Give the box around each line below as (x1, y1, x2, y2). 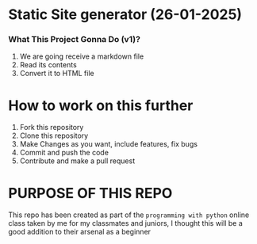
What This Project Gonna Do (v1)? (8, 34, 141, 45)
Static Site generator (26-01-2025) (8, 6, 243, 24)
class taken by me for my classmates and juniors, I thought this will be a (8, 219, 244, 228)
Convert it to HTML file (19, 69, 94, 78)
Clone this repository (19, 131, 89, 140)
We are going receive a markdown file (19, 51, 144, 61)
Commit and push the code (19, 148, 109, 158)
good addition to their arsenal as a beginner (8, 227, 152, 237)
